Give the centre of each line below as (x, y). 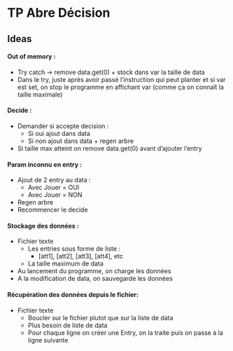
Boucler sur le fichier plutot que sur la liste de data (100, 317)
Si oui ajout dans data (59, 133)
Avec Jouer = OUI (54, 188)
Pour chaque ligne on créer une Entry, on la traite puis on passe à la (126, 332)
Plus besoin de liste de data (68, 325)
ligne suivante (48, 340)
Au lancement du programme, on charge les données (94, 271)
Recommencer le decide (52, 210)
